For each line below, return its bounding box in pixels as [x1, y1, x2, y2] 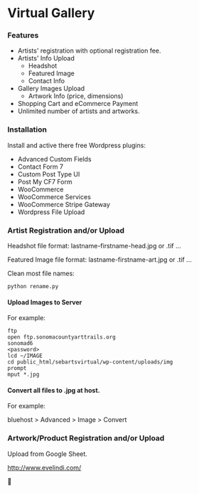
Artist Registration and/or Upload [7, 226, 124, 235]
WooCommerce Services [17, 192, 91, 201]
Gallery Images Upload [17, 84, 85, 93]
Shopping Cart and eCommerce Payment [17, 100, 139, 108]
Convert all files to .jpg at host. [7, 386, 100, 394]
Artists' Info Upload [17, 54, 75, 63]
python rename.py [7, 283, 59, 290]
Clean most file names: [7, 269, 75, 278]
